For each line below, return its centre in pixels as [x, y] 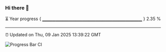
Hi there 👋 [17, 8]
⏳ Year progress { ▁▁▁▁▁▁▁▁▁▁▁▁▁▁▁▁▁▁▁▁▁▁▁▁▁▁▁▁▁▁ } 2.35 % [83, 19]
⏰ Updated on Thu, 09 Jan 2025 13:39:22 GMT [53, 35]
